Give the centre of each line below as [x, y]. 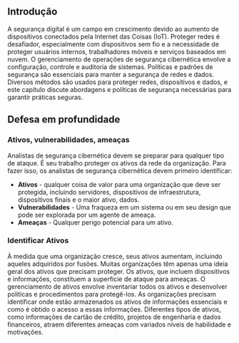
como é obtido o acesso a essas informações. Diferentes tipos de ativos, [114, 309]
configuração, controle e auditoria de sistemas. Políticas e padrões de [110, 66]
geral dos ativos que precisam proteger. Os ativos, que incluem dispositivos [119, 271]
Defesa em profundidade [64, 119]
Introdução [32, 12]
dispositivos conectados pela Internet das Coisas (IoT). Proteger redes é [114, 36]
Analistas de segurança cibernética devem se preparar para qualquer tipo [116, 155]
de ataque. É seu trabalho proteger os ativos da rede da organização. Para [117, 163]
